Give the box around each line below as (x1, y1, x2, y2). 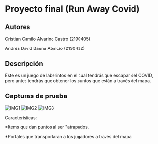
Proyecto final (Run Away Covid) (5, 3, 140, 15)
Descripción (5, 60, 43, 68)
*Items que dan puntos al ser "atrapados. (5, 124, 89, 130)
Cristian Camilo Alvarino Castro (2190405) (5, 36, 91, 42)
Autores (5, 23, 30, 31)
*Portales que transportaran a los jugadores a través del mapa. (5, 133, 133, 139)
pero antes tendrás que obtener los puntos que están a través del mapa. (5, 77, 151, 84)
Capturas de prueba (5, 92, 68, 100)
